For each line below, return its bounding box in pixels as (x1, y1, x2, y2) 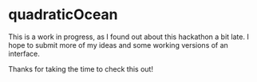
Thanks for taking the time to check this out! (8, 64, 154, 73)
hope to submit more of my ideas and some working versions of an (8, 40, 229, 49)
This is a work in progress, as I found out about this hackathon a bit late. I (8, 32, 249, 41)
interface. (8, 49, 40, 58)
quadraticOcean (8, 6, 118, 24)
